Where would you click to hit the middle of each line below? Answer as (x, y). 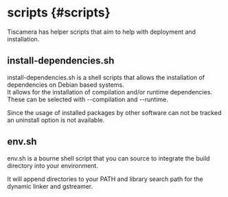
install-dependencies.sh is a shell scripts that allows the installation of (106, 77)
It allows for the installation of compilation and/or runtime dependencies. (110, 92)
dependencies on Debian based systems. (66, 85)
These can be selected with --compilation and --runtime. (88, 99)
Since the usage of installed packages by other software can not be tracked (114, 112)
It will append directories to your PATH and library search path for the (105, 179)
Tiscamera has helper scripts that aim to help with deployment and (102, 32)
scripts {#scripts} (59, 13)
